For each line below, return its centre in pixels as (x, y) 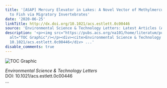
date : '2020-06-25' (25, 19)
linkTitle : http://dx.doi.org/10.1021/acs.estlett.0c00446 (68, 24)
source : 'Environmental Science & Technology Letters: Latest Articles (81, 28)
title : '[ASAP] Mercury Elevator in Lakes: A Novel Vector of (71, 10)
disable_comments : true (30, 47)
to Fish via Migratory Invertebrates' (50, 14)
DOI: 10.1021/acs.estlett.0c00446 (39, 76)
